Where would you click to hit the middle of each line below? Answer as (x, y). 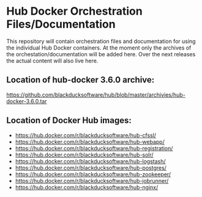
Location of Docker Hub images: (69, 121)
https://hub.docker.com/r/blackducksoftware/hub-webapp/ (90, 141)
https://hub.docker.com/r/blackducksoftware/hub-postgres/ (91, 168)
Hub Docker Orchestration (74, 11)
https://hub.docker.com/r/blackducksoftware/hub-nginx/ (87, 187)
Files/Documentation (61, 24)
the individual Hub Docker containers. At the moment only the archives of (99, 48)
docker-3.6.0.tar (27, 101)
